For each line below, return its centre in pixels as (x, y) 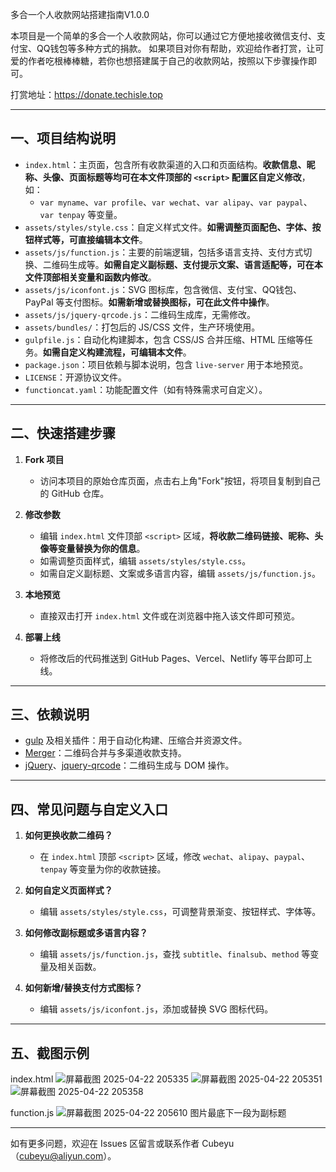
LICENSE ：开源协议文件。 (75, 377)
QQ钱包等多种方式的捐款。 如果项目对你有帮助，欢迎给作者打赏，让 (176, 48)
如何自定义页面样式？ (68, 890)
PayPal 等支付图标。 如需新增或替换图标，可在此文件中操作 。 (149, 302)
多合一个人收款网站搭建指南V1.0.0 (80, 14)
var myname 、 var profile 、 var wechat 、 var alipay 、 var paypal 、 (176, 202)
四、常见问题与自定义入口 (89, 809)
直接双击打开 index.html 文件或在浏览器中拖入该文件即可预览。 (170, 615)
